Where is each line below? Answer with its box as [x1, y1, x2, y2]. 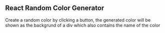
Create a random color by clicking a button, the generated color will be [5, 17, 151, 23]
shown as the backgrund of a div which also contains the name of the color [5, 22, 160, 28]
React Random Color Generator [5, 4, 104, 12]
